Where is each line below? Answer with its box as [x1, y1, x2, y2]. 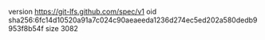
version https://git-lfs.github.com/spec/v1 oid [8, 7, 157, 16]
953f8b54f [8, 24, 44, 33]
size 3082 [45, 24, 78, 33]
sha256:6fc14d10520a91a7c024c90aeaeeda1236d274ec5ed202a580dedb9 [8, 15, 258, 25]
